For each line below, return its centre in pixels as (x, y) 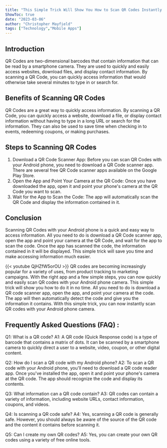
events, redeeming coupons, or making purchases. (57, 132)
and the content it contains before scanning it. (52, 425)
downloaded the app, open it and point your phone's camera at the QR (85, 186)
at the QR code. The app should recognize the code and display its (74, 379)
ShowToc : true (20, 15)
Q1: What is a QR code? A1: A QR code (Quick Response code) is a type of (81, 337)
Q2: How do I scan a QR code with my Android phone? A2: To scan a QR (79, 363)
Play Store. (23, 175)
